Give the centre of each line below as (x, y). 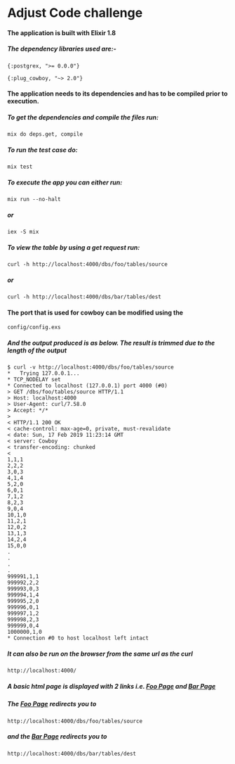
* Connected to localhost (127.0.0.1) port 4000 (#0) (88, 386)
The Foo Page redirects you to (52, 704)
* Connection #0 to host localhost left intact (78, 638)
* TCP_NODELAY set (34, 380)
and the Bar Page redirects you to (57, 737)
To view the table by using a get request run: (74, 247)
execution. (23, 101)
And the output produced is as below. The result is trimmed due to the (111, 343)
